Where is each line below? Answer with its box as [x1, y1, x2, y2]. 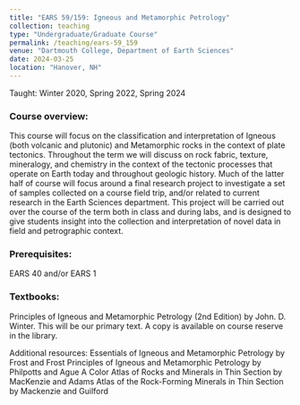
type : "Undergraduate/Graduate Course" [9, 30, 159, 39]
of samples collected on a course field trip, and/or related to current [9, 187, 260, 198]
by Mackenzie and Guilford [9, 385, 109, 396]
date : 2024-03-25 [9, 55, 74, 64]
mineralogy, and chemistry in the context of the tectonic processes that [9, 159, 273, 170]
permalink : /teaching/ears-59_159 [9, 38, 139, 47]
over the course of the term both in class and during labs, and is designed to [9, 207, 292, 218]
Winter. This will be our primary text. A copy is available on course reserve [9, 320, 284, 332]
